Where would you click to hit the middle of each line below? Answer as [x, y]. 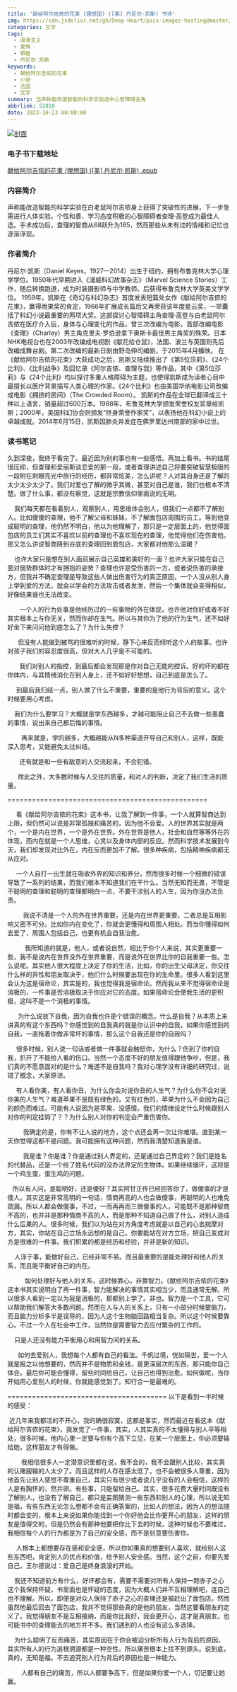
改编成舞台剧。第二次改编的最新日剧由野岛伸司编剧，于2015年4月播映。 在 [116, 350]
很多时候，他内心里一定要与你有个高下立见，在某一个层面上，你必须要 [121, 1438]
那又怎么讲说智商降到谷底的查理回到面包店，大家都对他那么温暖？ [103, 544]
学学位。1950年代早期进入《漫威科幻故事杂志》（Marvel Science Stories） [114, 280]
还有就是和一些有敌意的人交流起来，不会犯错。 [87, 761]
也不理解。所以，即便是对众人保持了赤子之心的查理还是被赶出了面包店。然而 [119, 1598]
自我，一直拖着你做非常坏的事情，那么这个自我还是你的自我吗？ [100, 1034]
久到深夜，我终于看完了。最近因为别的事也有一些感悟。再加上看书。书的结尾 [119, 458]
